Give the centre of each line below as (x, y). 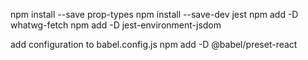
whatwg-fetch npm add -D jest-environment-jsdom (116, 25)
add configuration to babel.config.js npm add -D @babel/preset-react (154, 44)
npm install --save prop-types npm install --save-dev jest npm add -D (154, 14)
